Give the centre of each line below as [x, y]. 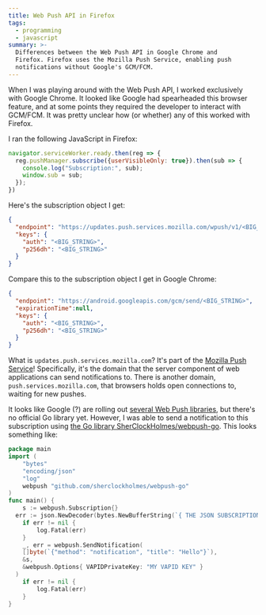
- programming [38, 30]
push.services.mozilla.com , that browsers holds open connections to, [122, 386]
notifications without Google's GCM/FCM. [85, 67]
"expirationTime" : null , [54, 308]
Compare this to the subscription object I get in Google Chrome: [112, 279]
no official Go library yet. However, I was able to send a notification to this [128, 418]
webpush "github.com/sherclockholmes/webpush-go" [106, 486]
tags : [17, 23]
